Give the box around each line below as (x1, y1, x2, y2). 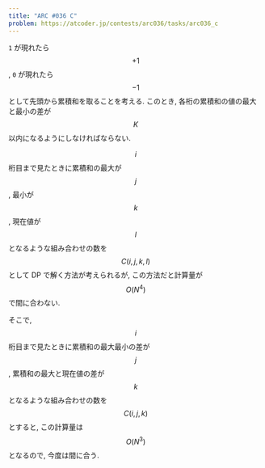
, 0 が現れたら (8, 70, 54, 79)
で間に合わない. (8, 298, 61, 308)
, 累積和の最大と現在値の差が (8, 369, 105, 378)
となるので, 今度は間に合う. (8, 450, 99, 460)
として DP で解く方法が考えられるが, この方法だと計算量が (8, 270, 204, 280)
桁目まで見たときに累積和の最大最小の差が (8, 342, 150, 352)
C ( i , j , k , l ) (120, 256, 151, 266)
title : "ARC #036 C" (8, 11, 78, 20)
